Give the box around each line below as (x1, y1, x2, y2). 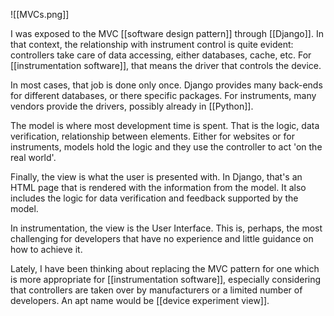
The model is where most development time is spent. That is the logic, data (10, 120, 320, 131)
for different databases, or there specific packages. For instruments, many (10, 90, 317, 101)
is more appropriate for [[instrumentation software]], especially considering (10, 274, 322, 285)
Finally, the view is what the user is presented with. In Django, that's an (10, 171, 303, 183)
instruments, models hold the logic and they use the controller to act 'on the (10, 141, 323, 153)
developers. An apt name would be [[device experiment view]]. (10, 295, 270, 306)
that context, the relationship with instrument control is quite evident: (10, 39, 294, 50)
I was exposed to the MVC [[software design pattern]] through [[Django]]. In (10, 28, 324, 39)
